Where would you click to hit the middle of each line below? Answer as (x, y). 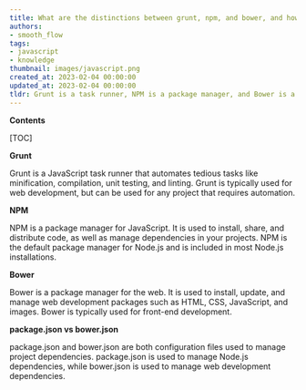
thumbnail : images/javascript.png (75, 69)
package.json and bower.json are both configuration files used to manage (148, 346)
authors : (26, 26)
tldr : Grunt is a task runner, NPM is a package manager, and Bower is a (153, 94)
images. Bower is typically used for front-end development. (121, 312)
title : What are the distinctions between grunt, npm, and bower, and (146, 18)
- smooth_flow (36, 35)
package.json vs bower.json (64, 329)
